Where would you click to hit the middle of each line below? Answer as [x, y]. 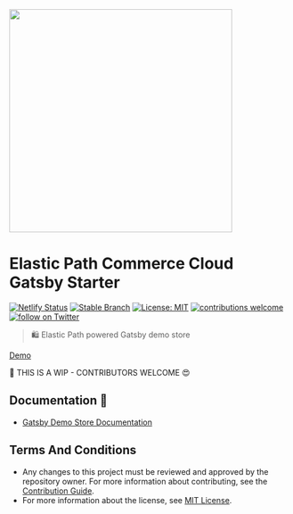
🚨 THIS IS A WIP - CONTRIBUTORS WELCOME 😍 [100, 372]
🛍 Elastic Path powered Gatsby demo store [110, 335]
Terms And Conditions [73, 450]
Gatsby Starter [65, 282]
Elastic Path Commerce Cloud [122, 264]
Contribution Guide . [58, 491]
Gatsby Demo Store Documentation [87, 422]
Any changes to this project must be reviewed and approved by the [145, 471]
